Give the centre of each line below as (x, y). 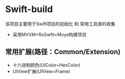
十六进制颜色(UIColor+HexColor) (46, 65)
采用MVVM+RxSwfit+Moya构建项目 (49, 34)
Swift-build (29, 9)
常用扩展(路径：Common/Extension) (63, 52)
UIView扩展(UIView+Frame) (41, 71)
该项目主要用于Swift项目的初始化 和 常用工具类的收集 (60, 24)
